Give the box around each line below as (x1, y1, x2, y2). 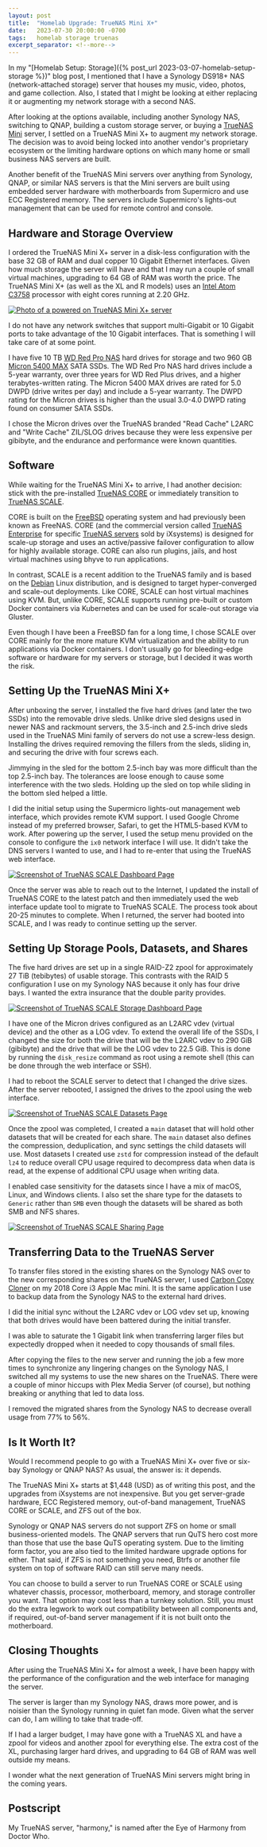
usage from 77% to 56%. (8, 1412, 91, 1422)
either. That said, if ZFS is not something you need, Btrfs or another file (8, 1555, 241, 1564)
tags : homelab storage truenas (8, 33, 119, 42)
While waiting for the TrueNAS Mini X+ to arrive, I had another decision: (8, 480, 242, 489)
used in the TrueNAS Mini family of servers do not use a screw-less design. (8, 730, 256, 740)
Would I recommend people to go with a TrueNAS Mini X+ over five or (8, 1457, 237, 1466)
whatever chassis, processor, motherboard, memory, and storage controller (8, 1587, 256, 1597)
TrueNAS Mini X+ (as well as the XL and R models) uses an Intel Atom (8, 281, 236, 291)
